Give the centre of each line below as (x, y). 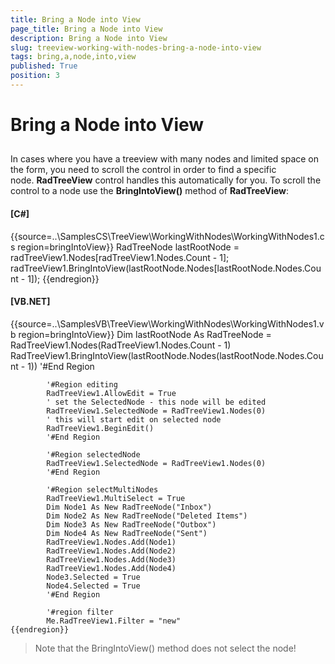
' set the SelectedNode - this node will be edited (156, 402)
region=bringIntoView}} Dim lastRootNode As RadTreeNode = (145, 334)
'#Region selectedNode (93, 454)
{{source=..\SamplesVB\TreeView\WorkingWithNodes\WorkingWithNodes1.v (167, 323)
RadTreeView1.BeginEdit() (100, 428)
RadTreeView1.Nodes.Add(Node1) (111, 542)
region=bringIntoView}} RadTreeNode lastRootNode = (128, 247)
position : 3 (35, 76)
